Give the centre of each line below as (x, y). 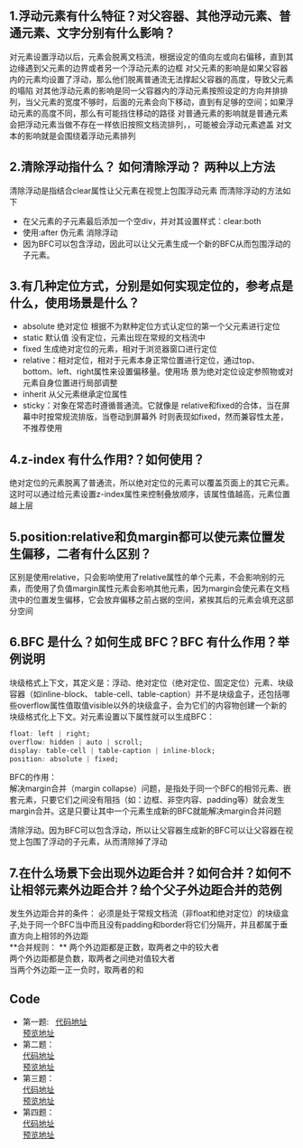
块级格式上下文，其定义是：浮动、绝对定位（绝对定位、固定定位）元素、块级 (151, 682)
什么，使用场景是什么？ (74, 303)
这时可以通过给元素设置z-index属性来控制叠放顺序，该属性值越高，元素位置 (150, 494)
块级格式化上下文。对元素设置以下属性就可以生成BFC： (112, 716)
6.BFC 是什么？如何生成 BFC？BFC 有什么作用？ (143, 642)
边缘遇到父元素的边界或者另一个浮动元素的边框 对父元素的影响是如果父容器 (149, 68)
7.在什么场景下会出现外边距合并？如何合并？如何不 (150, 873)
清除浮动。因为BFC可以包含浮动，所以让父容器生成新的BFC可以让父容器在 (147, 831)
